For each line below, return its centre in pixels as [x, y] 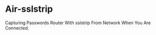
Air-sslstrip [29, 9]
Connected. [17, 28]
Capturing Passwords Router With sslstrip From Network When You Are [78, 23]
